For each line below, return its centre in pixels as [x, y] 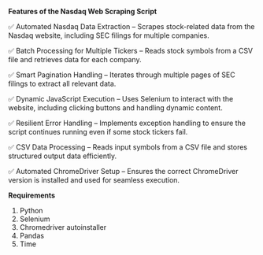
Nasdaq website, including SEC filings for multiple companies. [109, 35]
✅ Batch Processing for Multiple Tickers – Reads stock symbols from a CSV [131, 51]
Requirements [32, 195]
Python [31, 211]
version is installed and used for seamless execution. [94, 180]
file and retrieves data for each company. [75, 59]
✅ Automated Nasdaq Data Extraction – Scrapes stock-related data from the [131, 26]
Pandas [32, 236]
